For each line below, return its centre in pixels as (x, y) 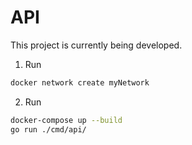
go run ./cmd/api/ (48, 129)
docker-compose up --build (66, 120)
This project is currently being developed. (96, 45)
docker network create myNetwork (80, 82)
